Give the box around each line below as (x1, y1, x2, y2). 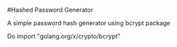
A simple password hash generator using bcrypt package (7, 19, 171, 27)
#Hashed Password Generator (7, 6, 93, 14)
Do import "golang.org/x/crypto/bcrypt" (7, 32, 121, 40)
